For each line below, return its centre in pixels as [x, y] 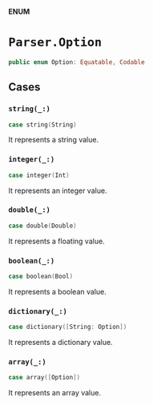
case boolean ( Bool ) [41, 277]
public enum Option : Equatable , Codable [77, 62]
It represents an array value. [55, 393]
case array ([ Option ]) [44, 378]
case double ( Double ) [43, 226]
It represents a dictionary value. [61, 343]
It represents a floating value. [57, 241]
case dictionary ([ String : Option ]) [68, 327]
